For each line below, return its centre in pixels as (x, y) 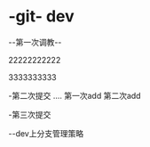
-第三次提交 (30, 114)
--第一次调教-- (35, 42)
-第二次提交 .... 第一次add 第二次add (75, 95)
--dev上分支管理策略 (46, 133)
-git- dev (41, 16)
